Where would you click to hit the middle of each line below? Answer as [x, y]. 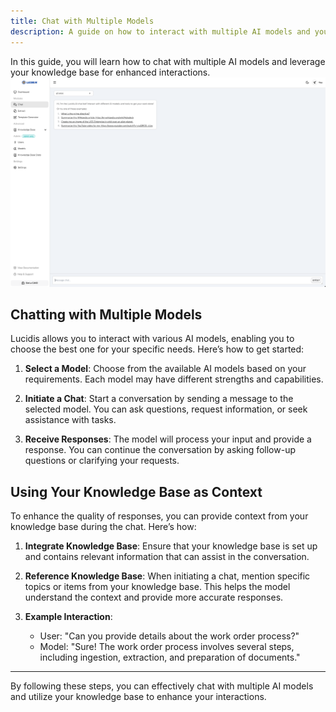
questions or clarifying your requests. [102, 461]
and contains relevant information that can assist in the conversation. [167, 557]
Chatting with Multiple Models [106, 315]
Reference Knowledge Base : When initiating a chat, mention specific [167, 576]
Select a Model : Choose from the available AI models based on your [165, 369]
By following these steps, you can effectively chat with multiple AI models [162, 686]
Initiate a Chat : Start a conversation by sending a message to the [159, 399]
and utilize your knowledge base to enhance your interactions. [138, 697]
